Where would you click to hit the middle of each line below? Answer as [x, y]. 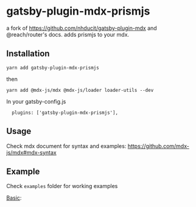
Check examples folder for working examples [62, 186]
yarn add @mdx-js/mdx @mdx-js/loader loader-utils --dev [80, 90]
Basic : [14, 198]
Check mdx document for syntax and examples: [66, 146]
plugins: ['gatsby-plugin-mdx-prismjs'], [65, 113]
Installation [28, 54]
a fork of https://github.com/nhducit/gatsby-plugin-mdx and [82, 28]
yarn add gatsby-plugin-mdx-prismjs [53, 68]
